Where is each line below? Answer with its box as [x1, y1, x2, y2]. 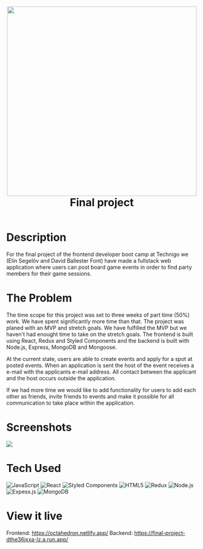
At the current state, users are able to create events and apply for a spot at [6, 355, 193, 362]
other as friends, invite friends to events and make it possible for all [6, 392, 175, 400]
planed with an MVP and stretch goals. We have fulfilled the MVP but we [6, 324, 187, 331]
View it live [6, 509, 62, 523]
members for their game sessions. [6, 270, 92, 277]
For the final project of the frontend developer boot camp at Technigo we [6, 251, 189, 258]
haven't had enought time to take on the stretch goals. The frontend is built [6, 331, 193, 338]
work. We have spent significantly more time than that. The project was [6, 317, 184, 325]
